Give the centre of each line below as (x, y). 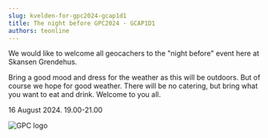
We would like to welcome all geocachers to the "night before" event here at (134, 54)
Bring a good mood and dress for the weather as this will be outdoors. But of (134, 78)
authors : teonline (39, 30)
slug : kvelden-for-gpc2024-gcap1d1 (68, 16)
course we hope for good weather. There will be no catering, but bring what (133, 86)
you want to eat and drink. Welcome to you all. (85, 95)
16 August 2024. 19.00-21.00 (56, 110)
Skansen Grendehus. (43, 62)
